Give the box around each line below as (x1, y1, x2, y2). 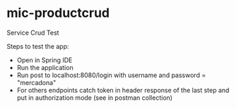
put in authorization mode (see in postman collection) (16, 93, 173, 102)
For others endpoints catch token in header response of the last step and (16, 86, 230, 94)
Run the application (16, 63, 73, 71)
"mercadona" (16, 78, 57, 86)
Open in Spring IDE (16, 55, 73, 64)
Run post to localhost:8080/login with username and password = (16, 71, 206, 79)
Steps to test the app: (6, 42, 69, 50)
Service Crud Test (6, 28, 59, 37)
